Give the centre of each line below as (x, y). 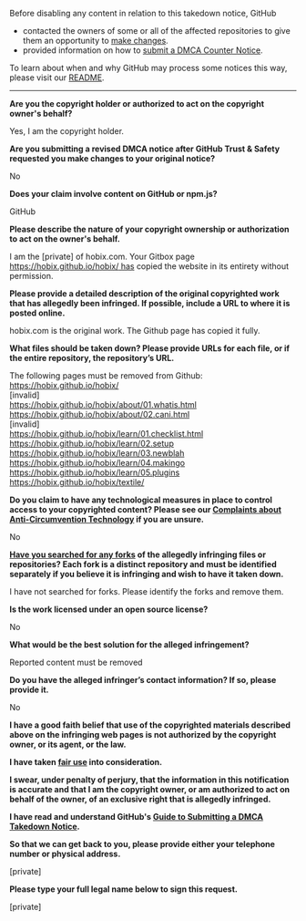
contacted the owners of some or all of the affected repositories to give (157, 31)
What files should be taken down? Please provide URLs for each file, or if (149, 348)
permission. (31, 276)
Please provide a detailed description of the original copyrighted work (144, 294)
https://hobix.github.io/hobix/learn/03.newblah (97, 453)
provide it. (29, 689)
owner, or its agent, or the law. (68, 744)
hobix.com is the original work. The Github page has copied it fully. (135, 331)
